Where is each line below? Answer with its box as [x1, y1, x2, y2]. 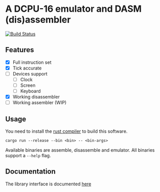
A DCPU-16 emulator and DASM [5, 3, 142, 15]
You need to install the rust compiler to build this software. [5, 128, 128, 134]
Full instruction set [12, 59, 52, 65]
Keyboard [20, 88, 41, 94]
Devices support [12, 70, 47, 77]
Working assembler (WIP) [12, 100, 67, 106]
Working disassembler [12, 94, 60, 100]
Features [5, 45, 34, 54]
